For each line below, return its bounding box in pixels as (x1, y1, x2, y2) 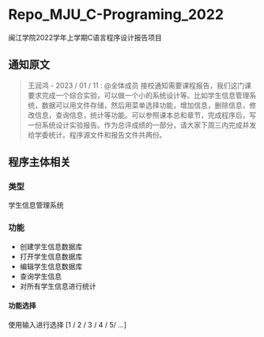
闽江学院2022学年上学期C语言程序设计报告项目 (8, 32, 162, 42)
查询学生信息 (19, 271, 62, 281)
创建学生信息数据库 (19, 241, 83, 251)
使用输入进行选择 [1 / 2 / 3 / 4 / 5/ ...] (8, 320, 127, 329)
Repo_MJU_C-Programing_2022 (8, 6, 224, 24)
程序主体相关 (8, 156, 71, 169)
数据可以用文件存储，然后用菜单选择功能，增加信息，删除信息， (41, 100, 250, 110)
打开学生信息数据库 (19, 252, 83, 261)
